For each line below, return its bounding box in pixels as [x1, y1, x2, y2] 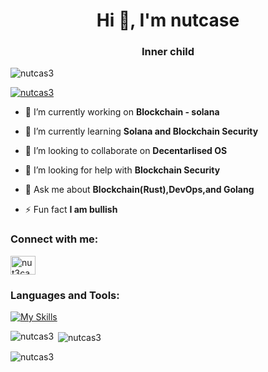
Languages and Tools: [10, 288, 120, 302]
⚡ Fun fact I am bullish [24, 204, 118, 216]
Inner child [141, 45, 195, 59]
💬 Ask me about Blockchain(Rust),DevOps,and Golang [24, 184, 255, 196]
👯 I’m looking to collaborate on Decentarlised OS [24, 145, 228, 157]
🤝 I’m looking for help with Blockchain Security [24, 164, 221, 176]
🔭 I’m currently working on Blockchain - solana [24, 106, 220, 118]
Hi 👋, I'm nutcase [96, 9, 240, 32]
